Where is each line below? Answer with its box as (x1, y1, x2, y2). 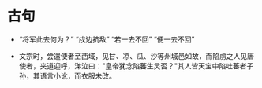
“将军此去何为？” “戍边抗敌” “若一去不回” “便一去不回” (18, 35, 195, 44)
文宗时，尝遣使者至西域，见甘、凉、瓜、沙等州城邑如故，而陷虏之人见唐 (18, 51, 254, 60)
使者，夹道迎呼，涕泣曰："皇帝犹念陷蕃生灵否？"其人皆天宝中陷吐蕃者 (18, 60, 247, 71)
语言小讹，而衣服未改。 (39, 71, 116, 80)
